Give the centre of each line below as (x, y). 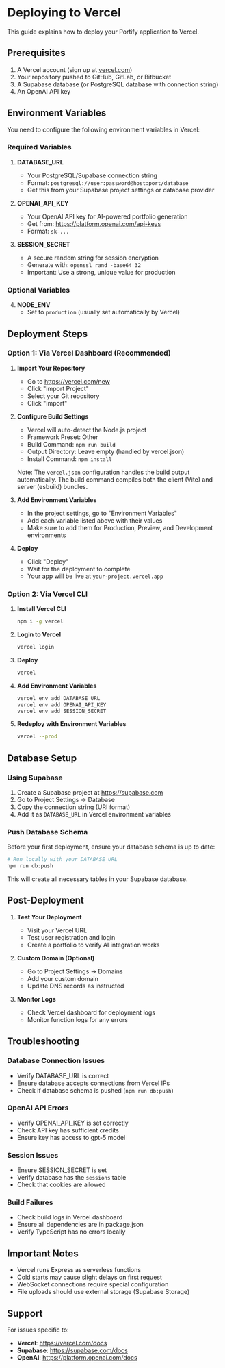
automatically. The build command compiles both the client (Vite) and (115, 479)
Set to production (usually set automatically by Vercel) (103, 312)
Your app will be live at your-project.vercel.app (95, 576)
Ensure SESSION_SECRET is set (62, 1170)
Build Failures (30, 1202)
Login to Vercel (39, 634)
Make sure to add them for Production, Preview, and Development (120, 527)
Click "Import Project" (58, 388)
